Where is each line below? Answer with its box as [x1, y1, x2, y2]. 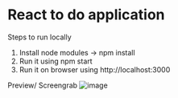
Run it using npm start [19, 56, 93, 66]
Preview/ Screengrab [7, 80, 78, 90]
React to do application [7, 6, 166, 24]
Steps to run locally [7, 32, 72, 42]
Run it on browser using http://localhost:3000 [19, 64, 171, 74]
